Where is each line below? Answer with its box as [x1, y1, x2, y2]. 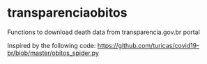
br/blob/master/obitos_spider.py [7, 49, 100, 57]
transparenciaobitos [7, 5, 128, 21]
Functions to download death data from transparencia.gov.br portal [7, 28, 200, 36]
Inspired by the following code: [7, 41, 96, 49]
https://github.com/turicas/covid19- [97, 41, 200, 49]
